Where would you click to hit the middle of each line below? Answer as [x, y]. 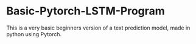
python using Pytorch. [34, 34]
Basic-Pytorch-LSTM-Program [86, 11]
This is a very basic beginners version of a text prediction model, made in [98, 28]
